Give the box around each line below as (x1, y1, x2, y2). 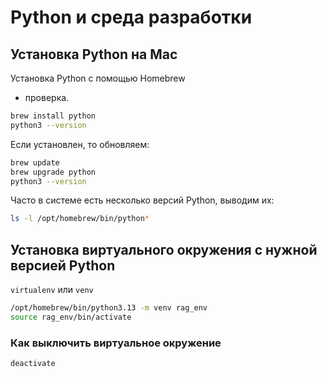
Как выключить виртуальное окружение (10, 336, 222, 350)
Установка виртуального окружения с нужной (10, 241, 318, 258)
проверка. (24, 92, 70, 103)
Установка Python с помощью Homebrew (10, 72, 186, 84)
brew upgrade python (10, 167, 97, 177)
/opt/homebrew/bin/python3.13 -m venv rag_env (10, 303, 208, 313)
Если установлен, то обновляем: (10, 138, 150, 150)
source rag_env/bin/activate (10, 312, 132, 322)
